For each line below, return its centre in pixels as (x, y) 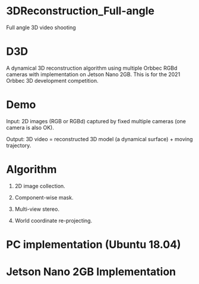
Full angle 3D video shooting (41, 27)
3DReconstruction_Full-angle (80, 11)
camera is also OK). (30, 127)
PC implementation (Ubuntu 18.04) (94, 244)
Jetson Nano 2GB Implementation (91, 272)
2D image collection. (40, 186)
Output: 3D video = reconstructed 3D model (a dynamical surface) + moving (99, 139)
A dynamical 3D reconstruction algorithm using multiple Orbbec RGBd (92, 68)
